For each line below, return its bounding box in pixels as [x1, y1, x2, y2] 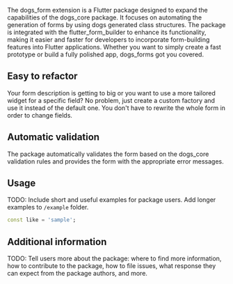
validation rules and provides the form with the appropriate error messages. [7, 157, 224, 166]
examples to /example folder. [7, 203, 89, 212]
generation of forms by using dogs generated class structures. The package [7, 21, 226, 29]
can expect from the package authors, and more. [7, 269, 148, 278]
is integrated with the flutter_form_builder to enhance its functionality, [7, 28, 207, 36]
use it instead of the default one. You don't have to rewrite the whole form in [7, 104, 226, 112]
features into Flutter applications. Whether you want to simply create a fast [7, 43, 221, 51]
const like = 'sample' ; [7, 216, 77, 223]
